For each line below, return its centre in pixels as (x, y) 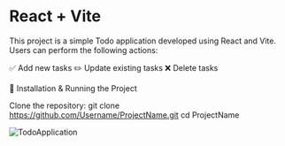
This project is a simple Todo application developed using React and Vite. (143, 41)
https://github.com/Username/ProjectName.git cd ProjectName (124, 115)
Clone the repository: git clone (65, 105)
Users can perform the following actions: (84, 50)
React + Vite (55, 16)
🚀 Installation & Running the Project (73, 88)
